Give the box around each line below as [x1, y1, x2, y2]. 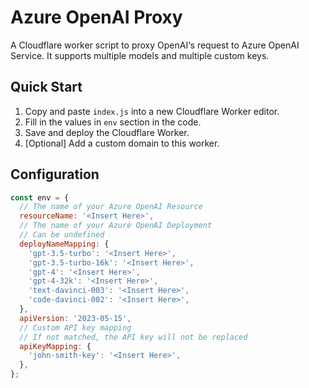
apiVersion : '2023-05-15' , [19, 313, 132, 323]
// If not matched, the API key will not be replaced [19, 332, 248, 342]
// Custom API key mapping [19, 322, 132, 333]
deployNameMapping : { [19, 239, 110, 249]
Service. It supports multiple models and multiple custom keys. [10, 49, 270, 61]
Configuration [10, 166, 100, 183]
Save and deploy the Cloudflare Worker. [24, 126, 190, 138]
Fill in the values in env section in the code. [24, 116, 202, 128]
